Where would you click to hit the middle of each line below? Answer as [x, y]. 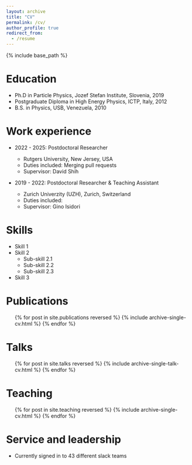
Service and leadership [64, 439]
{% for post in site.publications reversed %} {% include [81, 317]
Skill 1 [21, 246]
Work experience [49, 131]
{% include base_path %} [37, 55]
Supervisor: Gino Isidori [52, 206]
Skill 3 [22, 277]
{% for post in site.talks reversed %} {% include [72, 363]
